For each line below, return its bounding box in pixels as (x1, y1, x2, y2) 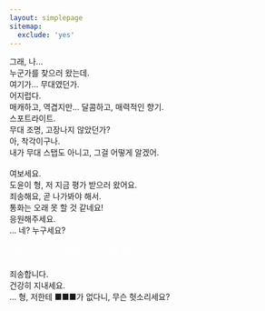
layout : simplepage (9, 13, 83, 23)
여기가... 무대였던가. (9, 79, 80, 90)
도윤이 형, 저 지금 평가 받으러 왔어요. (9, 179, 138, 191)
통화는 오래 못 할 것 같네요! (9, 202, 104, 214)
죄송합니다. (9, 269, 49, 280)
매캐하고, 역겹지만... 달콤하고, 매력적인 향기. (9, 102, 164, 113)
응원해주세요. (9, 214, 56, 225)
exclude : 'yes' (17, 30, 75, 39)
